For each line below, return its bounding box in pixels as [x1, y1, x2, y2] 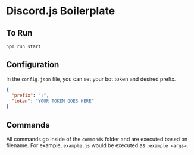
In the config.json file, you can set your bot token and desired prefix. [6, 75, 176, 83]
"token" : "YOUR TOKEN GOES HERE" [11, 98, 95, 104]
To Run [6, 28, 33, 38]
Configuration [6, 59, 60, 69]
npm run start [6, 43, 42, 49]
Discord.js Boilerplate [6, 4, 115, 18]
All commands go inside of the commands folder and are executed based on [6, 135, 188, 143]
